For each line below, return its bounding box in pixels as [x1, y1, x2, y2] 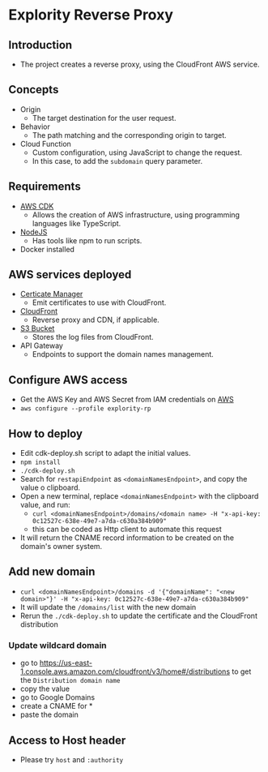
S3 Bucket [19, 324, 55, 333]
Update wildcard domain [8, 639, 107, 650]
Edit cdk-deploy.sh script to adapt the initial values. [19, 448, 191, 458]
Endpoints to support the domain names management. [32, 350, 215, 359]
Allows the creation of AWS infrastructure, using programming [32, 209, 240, 220]
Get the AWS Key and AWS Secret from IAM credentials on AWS [19, 395, 234, 405]
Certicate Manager [19, 289, 83, 299]
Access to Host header [8, 733, 126, 747]
